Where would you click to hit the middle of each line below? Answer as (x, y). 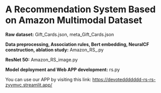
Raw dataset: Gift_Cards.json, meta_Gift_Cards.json (60, 34)
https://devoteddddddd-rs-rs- (124, 79)
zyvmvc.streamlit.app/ (29, 85)
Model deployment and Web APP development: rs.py (63, 69)
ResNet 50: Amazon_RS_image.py (42, 59)
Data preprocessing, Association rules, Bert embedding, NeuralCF (77, 44)
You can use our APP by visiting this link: (48, 79)
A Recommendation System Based (80, 9)
